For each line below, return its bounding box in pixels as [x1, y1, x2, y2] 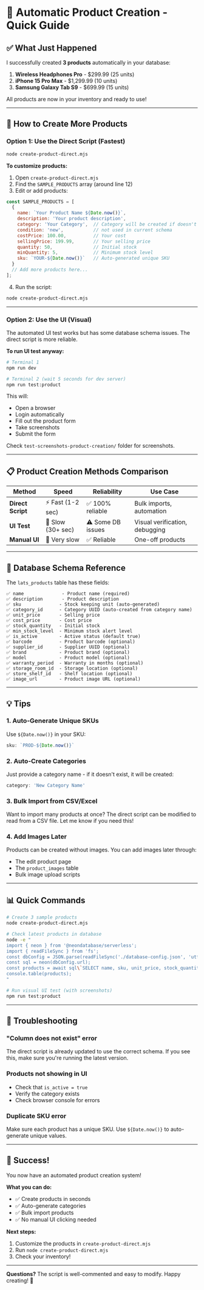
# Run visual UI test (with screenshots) [6, 987, 113, 994]
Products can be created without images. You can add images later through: [6, 846, 197, 853]
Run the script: [15, 283, 52, 290]
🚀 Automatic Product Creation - [6, 5, 168, 20]
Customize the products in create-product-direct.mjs [15, 1239, 151, 1247]
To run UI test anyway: [6, 347, 64, 354]
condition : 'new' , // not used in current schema [17, 227, 172, 233]
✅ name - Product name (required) [6, 591, 131, 597]
